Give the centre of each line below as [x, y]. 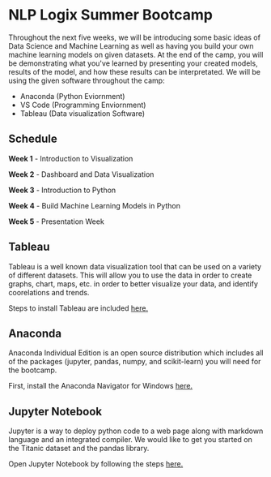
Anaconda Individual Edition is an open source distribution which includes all [136, 353]
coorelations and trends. [49, 292]
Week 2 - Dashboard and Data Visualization [81, 174]
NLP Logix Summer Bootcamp [110, 15]
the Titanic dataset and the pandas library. [79, 449]
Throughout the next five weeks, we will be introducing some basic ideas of [135, 37]
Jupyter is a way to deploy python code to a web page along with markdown [136, 431]
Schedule [33, 139]
